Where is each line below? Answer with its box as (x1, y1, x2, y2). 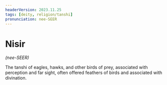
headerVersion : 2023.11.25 (5, 7, 62, 12)
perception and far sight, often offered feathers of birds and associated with (5, 69, 162, 75)
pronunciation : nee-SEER (5, 16, 57, 21)
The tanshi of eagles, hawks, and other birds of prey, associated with (5, 64, 148, 70)
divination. (5, 75, 27, 81)
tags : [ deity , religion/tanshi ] (5, 12, 73, 17)
